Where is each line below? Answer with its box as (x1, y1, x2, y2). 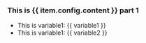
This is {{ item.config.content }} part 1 (7, 6, 139, 15)
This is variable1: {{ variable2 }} (17, 28, 108, 37)
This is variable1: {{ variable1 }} (17, 21, 106, 30)
